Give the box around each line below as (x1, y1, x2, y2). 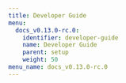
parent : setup (22, 48, 69, 56)
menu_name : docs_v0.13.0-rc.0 (8, 63, 109, 71)
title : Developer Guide (8, 11, 87, 20)
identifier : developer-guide (22, 33, 119, 42)
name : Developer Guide (22, 41, 97, 49)
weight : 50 (22, 56, 59, 64)
